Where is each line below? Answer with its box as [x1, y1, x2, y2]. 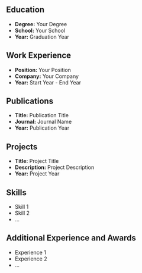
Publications [6, 96, 54, 106]
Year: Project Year [14, 170, 60, 177]
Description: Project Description [14, 164, 95, 171]
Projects [6, 142, 38, 152]
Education [6, 5, 45, 15]
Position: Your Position [14, 66, 71, 73]
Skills [6, 187, 27, 197]
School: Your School [14, 27, 66, 34]
